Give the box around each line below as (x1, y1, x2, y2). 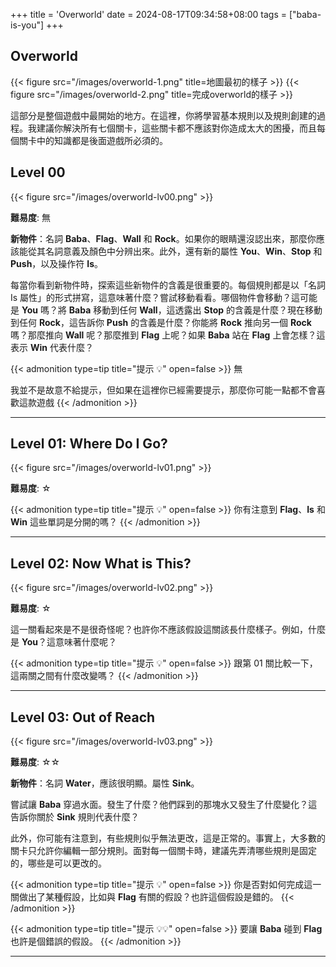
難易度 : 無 (10, 211, 51, 223)
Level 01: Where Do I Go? (10, 435, 168, 453)
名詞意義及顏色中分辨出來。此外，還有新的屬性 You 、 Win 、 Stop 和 (44, 245, 323, 257)
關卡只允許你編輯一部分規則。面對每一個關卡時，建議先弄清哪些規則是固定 (10, 845, 317, 857)
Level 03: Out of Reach (10, 709, 156, 726)
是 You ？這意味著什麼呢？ (10, 636, 117, 648)
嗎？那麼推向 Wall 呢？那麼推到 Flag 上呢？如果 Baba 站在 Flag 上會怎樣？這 (10, 329, 326, 341)
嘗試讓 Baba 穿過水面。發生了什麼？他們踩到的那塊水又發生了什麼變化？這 (10, 799, 318, 811)
